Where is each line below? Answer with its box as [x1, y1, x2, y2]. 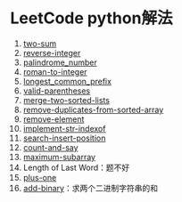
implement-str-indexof [22, 123, 106, 133]
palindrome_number [22, 57, 97, 68]
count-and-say [22, 141, 79, 152]
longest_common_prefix [22, 76, 112, 86]
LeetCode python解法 [10, 8, 173, 28]
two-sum [22, 37, 57, 49]
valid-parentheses [22, 85, 91, 96]
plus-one [22, 172, 57, 182]
